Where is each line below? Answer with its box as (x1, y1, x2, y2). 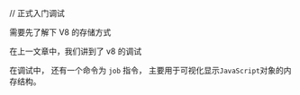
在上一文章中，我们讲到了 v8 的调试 (9, 46, 142, 56)
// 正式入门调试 (9, 8, 66, 18)
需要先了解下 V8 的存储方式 (9, 27, 112, 38)
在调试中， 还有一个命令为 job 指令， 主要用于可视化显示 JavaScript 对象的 (9, 65, 284, 75)
